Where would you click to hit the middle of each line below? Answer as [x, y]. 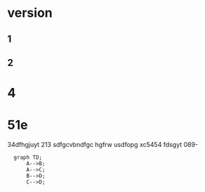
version [30, 13]
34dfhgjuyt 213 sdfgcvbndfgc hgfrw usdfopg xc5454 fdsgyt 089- [103, 145]
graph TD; [28, 158]
